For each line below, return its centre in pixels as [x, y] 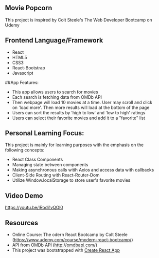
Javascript [23, 73]
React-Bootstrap [28, 67]
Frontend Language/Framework [54, 40]
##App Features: [22, 82]
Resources [22, 223]
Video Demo [24, 196]
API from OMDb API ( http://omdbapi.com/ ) [55, 245]
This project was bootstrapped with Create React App [66, 250]
